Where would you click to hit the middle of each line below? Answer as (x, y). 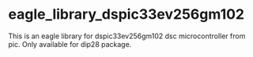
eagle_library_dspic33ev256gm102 (126, 14)
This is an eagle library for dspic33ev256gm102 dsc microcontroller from (127, 36)
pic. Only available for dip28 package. (70, 44)
